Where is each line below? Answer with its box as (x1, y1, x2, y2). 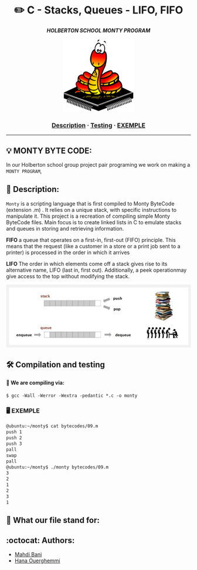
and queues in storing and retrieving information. (6, 225, 124, 232)
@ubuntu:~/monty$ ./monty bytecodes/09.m (6, 464, 109, 470)
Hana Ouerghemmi (14, 557, 60, 564)
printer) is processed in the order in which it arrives (6, 249, 130, 256)
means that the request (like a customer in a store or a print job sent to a (6, 242, 181, 249)
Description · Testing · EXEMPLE (52, 121, 145, 129)
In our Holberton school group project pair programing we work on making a (6, 161, 191, 168)
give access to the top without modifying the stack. (6, 272, 130, 279)
